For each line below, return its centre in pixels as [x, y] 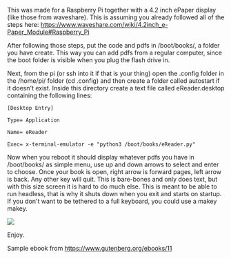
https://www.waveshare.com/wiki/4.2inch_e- [104, 25]
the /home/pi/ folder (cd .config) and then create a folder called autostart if [113, 81]
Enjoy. [16, 235]
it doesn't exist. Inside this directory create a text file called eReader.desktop [116, 88]
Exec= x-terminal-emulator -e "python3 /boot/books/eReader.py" [101, 144]
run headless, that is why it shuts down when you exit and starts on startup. [114, 194]
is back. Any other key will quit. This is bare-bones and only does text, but [112, 179]
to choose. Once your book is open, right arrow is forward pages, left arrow [114, 172]
